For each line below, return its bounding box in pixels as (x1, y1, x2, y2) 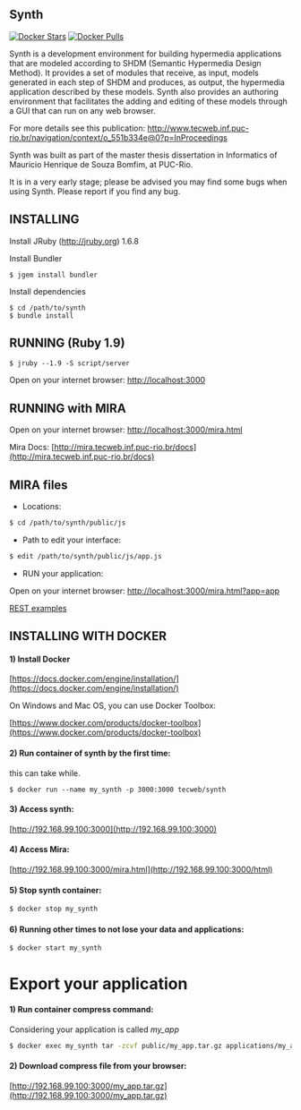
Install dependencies (9, 286, 87, 296)
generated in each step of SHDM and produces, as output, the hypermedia (9, 76, 285, 88)
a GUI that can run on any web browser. (9, 105, 156, 115)
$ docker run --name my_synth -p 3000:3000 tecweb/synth (9, 785, 227, 794)
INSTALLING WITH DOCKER (9, 628, 168, 644)
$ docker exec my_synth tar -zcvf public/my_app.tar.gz (9, 1041, 222, 1050)
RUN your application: (21, 568, 104, 578)
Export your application (9, 974, 188, 995)
